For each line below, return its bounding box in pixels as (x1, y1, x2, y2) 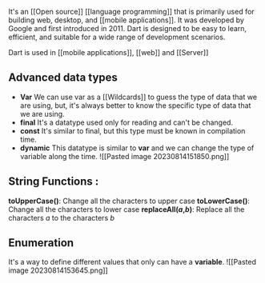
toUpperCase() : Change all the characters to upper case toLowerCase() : (8, 196, 250, 205)
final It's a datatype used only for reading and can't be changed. (19, 118, 234, 127)
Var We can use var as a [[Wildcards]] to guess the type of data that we (19, 92, 258, 102)
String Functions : (8, 175, 99, 189)
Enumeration (8, 236, 74, 250)
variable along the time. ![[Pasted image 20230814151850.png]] (19, 151, 230, 161)
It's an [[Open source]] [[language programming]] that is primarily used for (8, 7, 255, 16)
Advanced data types (8, 71, 118, 85)
